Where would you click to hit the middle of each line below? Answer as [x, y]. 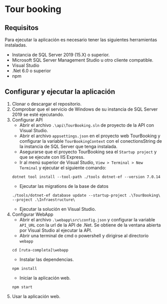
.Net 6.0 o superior [31, 71]
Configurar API [27, 120]
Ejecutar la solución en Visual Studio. [58, 209]
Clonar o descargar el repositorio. [47, 104]
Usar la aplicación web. [36, 296]
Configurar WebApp [33, 214]
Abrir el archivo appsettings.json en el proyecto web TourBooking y [90, 136]
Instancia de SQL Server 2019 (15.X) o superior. [61, 55]
